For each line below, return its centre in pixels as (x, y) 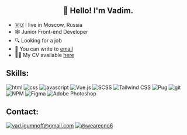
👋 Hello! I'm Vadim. (98, 11)
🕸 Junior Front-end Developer (51, 31)
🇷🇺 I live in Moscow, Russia (49, 24)
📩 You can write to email (44, 49)
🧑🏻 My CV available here (44, 55)
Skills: (18, 73)
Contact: (22, 112)
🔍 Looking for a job (38, 40)
